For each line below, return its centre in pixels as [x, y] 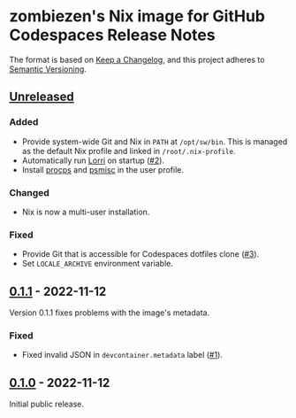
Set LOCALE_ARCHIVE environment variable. [98, 264]
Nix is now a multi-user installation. [86, 212]
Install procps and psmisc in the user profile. [102, 169]
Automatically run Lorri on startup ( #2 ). [93, 160]
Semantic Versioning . [48, 69]
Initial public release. [47, 404]
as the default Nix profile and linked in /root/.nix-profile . [129, 151]
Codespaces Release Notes [112, 35]
